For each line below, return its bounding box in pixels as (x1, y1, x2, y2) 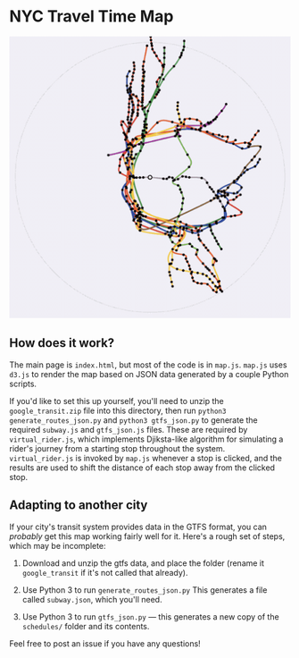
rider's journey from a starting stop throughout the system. (9, 443, 226, 453)
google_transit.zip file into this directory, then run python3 (9, 405, 227, 416)
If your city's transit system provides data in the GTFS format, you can (9, 521, 268, 532)
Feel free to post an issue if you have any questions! (9, 637, 201, 649)
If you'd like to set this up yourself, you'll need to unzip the (9, 395, 225, 406)
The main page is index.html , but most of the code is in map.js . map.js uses (9, 359, 287, 370)
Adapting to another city (9, 498, 148, 513)
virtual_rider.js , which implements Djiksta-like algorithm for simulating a (9, 434, 284, 444)
